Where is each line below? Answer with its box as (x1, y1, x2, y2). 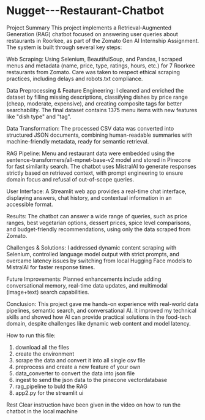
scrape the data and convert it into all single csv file (15, 356, 146, 364)
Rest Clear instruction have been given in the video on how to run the (6, 401, 181, 408)
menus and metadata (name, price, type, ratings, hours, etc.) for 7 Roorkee (6, 62, 195, 69)
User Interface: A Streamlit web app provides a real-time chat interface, (6, 188, 187, 195)
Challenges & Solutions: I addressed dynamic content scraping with (6, 243, 177, 251)
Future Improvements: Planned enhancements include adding (6, 275, 162, 283)
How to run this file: (6, 332, 56, 339)
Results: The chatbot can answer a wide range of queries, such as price (6, 212, 188, 220)
